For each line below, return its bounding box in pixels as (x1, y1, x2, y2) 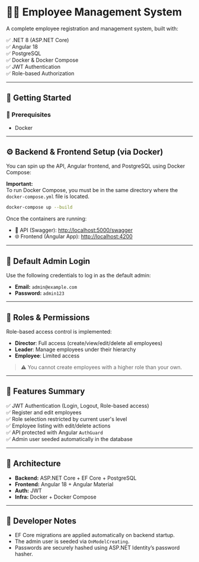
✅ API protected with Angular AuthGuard (6, 429, 104, 436)
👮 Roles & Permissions (6, 312, 90, 322)
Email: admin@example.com (14, 283, 78, 290)
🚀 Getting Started (6, 93, 72, 103)
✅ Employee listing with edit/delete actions (6, 422, 111, 429)
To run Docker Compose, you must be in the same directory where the (6, 187, 178, 194)
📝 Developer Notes (6, 516, 77, 526)
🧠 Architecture (6, 459, 61, 469)
